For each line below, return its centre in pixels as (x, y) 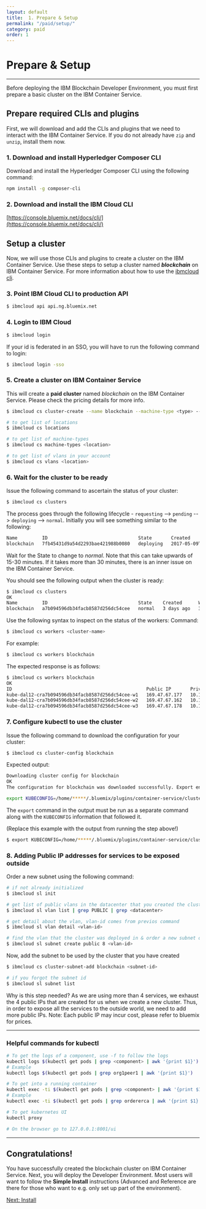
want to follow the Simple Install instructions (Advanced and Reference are (101, 1181)
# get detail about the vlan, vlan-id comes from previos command (93, 921)
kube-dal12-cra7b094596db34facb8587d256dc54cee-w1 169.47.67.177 (94, 695)
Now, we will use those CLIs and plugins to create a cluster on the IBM (95, 258)
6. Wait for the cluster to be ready (57, 477)
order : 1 (17, 35)
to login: (17, 353)
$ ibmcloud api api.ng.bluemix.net (52, 307)
